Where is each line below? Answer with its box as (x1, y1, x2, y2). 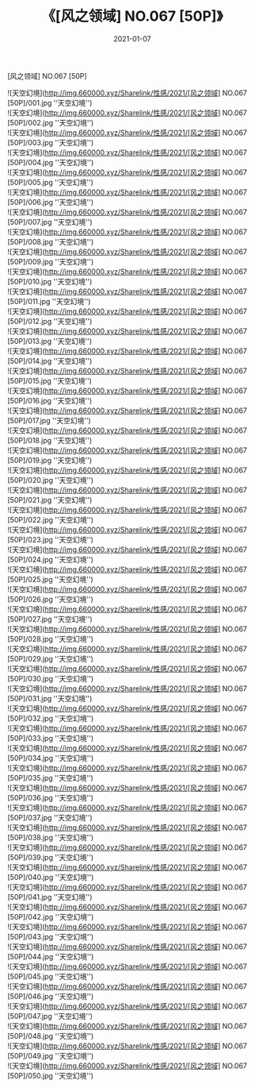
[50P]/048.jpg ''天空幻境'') (7, 1031, 94, 1040)
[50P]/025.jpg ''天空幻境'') (7, 574, 94, 584)
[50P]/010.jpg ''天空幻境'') (7, 276, 93, 286)
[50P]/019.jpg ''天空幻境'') (7, 455, 93, 465)
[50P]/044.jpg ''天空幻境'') (7, 951, 94, 961)
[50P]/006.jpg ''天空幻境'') (7, 197, 94, 206)
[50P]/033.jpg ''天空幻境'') (7, 733, 94, 743)
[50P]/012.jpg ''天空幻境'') (7, 316, 93, 326)
